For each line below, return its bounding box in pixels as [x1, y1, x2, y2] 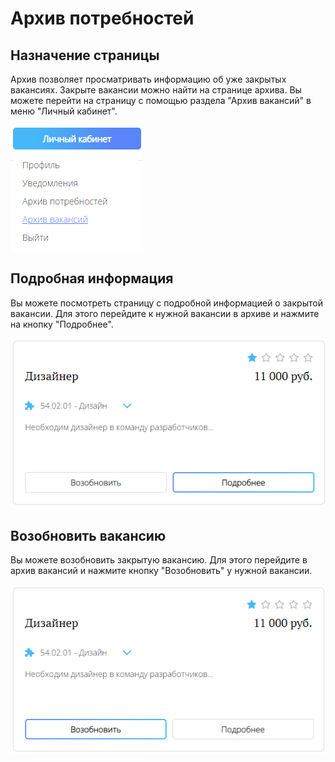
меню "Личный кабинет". [10, 105, 118, 117]
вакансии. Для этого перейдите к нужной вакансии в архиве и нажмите [10, 307, 320, 319]
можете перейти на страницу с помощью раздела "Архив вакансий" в [10, 95, 312, 106]
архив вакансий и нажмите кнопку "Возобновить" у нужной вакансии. [10, 565, 313, 577]
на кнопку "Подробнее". [10, 318, 114, 330]
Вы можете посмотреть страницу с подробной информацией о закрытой [10, 297, 323, 309]
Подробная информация [10, 270, 174, 287]
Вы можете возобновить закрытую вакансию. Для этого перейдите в [10, 554, 308, 566]
